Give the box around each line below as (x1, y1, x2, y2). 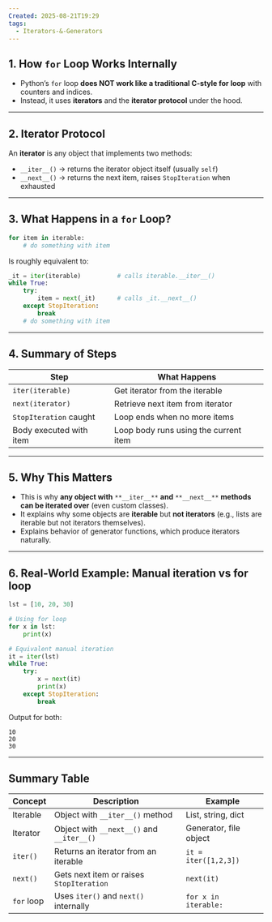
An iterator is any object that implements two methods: (8, 148, 193, 158)
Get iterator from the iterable (114, 384, 223, 396)
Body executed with (12, 424, 88, 435)
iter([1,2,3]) (185, 856, 240, 865)
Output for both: (8, 712, 62, 722)
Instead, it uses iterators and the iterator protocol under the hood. (19, 96, 243, 105)
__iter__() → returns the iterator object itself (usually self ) (19, 164, 219, 174)
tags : (8, 19, 27, 28)
